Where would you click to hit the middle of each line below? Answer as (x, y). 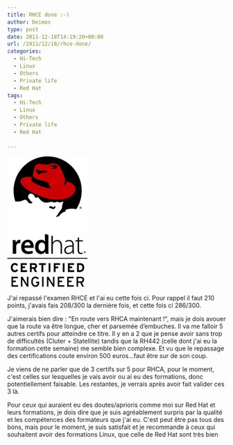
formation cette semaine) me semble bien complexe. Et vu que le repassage (116, 348)
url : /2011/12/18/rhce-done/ (49, 44)
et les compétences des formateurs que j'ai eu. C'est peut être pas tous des (115, 419)
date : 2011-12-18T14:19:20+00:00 (55, 37)
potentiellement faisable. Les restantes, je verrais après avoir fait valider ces (116, 384)
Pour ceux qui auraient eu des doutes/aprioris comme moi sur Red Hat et (111, 405)
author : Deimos (29, 22)
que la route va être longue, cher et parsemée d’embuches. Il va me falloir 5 (115, 326)
